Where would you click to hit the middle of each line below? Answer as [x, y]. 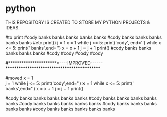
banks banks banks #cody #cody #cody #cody [54, 53]
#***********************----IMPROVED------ [54, 63]
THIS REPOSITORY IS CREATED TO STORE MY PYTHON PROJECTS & [78, 22]
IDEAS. [12, 27]
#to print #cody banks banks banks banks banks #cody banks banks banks [84, 37]
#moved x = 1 [19, 78]
